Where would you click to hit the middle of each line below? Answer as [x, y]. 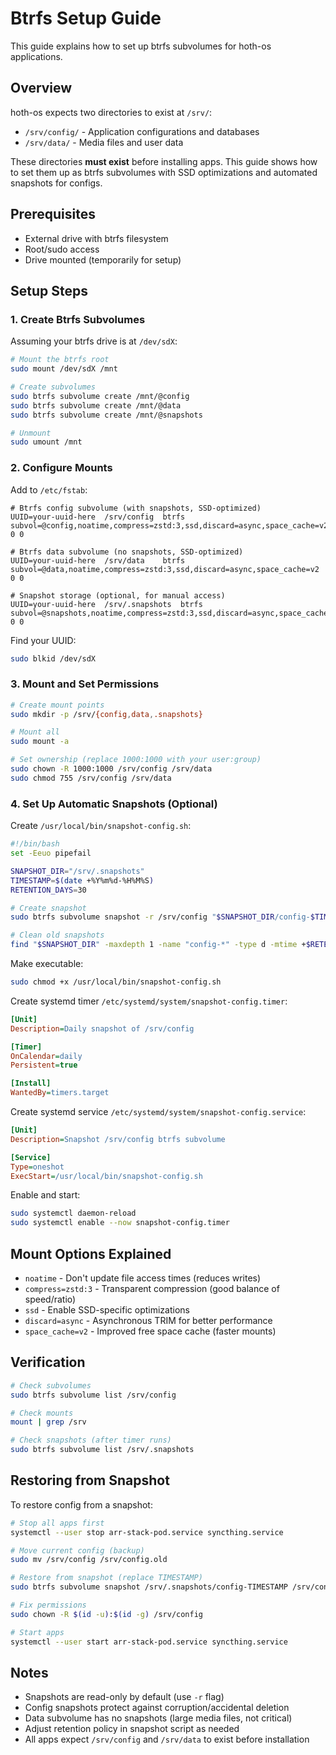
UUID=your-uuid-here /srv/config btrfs [98, 517]
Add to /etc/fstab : [49, 489]
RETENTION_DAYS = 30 [48, 890]
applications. [36, 56]
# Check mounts [42, 1413]
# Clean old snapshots [57, 935]
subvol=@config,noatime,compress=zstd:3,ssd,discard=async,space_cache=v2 [169, 525]
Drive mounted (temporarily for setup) [103, 259]
